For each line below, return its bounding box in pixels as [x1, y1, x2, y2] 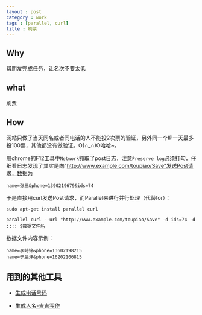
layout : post [6, 8, 42, 15]
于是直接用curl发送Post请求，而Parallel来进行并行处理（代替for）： [6, 194, 171, 201]
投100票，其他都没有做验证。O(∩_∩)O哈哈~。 [6, 141, 120, 148]
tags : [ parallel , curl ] [6, 20, 69, 26]
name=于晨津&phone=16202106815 [6, 254, 83, 260]
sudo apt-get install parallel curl [6, 206, 98, 212]
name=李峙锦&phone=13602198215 [6, 247, 83, 253]
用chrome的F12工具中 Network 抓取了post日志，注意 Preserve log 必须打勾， [6, 154, 191, 162]
